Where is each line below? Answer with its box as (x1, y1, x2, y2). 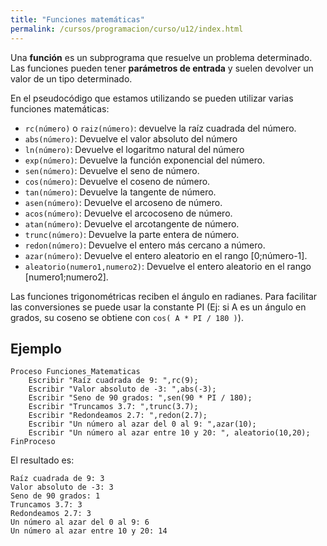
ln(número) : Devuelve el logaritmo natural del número (24, 143, 245, 155)
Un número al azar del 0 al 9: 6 (10, 517, 150, 528)
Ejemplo (10, 340, 62, 357)
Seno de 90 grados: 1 (10, 491, 101, 501)
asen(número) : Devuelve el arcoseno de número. (24, 196, 223, 208)
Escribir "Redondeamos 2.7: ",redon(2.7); (28, 411, 208, 421)
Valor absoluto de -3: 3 (10, 482, 114, 493)
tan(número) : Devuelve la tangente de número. (24, 186, 217, 198)
